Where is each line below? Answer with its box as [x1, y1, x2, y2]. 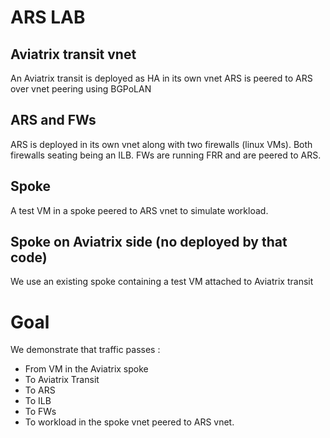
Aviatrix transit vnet [10, 46, 137, 63]
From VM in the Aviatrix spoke [24, 363, 149, 375]
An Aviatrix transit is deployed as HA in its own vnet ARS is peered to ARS [10, 72, 313, 84]
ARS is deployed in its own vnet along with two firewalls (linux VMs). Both [10, 138, 313, 150]
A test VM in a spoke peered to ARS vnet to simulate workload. [10, 204, 269, 216]
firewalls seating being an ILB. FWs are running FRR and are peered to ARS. [10, 149, 322, 161]
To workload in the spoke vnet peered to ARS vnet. [24, 416, 235, 428]
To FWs [24, 406, 57, 418]
